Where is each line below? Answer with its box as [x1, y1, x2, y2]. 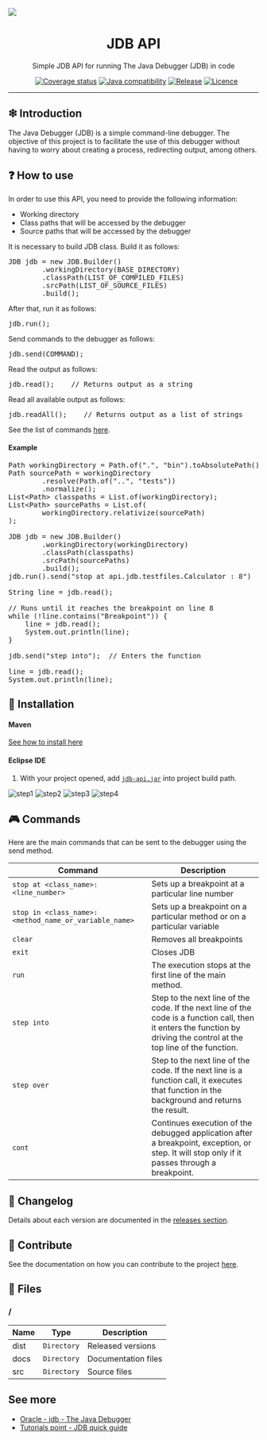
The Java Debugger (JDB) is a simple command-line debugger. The [8, 128, 230, 137]
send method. [8, 846, 54, 855]
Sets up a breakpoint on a [151, 901, 247, 913]
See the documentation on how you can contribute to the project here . [8, 1260, 238, 1268]
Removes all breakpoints [151, 934, 243, 945]
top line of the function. [151, 1042, 238, 1053]
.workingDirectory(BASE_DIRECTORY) [41, 264, 180, 274]
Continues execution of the [151, 1118, 253, 1129]
